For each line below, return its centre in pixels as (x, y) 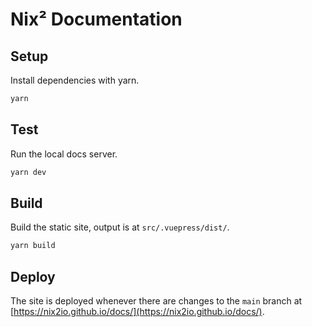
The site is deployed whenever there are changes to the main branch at (156, 301)
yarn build (33, 246)
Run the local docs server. (64, 154)
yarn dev (28, 172)
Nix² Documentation (96, 19)
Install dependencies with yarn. (75, 80)
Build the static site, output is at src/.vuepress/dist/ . (120, 227)
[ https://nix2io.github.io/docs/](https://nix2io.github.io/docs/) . (137, 312)
